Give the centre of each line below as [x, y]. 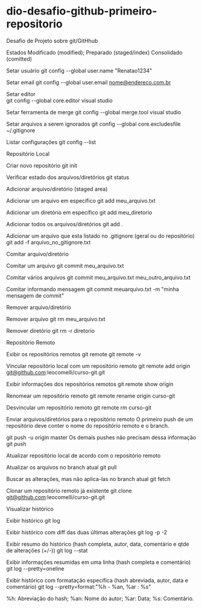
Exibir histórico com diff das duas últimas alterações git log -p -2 [87, 532]
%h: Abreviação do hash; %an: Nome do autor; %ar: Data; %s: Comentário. [100, 598]
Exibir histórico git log [33, 520]
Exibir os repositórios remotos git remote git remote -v [74, 354]
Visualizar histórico [30, 509]
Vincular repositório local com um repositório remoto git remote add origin [98, 366]
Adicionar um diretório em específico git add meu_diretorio [79, 212]
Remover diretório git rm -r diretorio [51, 330]
